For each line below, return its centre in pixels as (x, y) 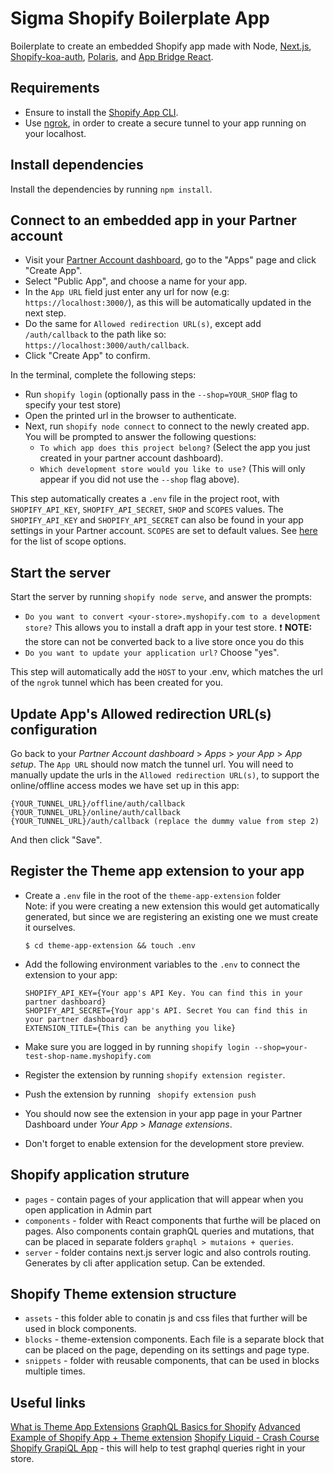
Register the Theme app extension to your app (157, 871)
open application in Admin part (88, 1209)
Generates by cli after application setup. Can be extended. (145, 1263)
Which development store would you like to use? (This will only (172, 469)
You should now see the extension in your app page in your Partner (163, 1113)
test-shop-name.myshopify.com (88, 1056)
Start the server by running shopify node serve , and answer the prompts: (161, 597)
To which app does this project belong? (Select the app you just (175, 448)
